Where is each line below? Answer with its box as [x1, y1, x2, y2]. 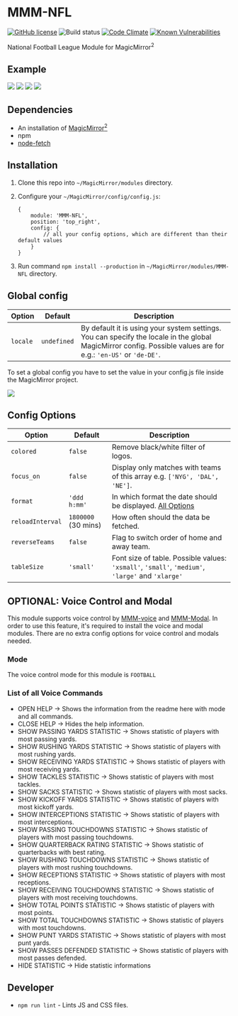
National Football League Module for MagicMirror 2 [7, 41, 154, 51]
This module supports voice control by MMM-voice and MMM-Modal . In [7, 614, 218, 622]
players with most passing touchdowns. [17, 833, 134, 841]
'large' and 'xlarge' [111, 571, 183, 581]
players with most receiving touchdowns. [17, 893, 138, 902]
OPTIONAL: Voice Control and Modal [7, 595, 173, 607]
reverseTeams [11, 538, 55, 546]
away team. [111, 541, 150, 551]
